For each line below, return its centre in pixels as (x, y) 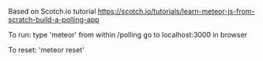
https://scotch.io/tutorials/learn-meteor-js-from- (176, 11)
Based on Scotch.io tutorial (52, 11)
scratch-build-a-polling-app (54, 20)
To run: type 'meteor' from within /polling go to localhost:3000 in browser (128, 35)
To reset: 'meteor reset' (46, 50)
